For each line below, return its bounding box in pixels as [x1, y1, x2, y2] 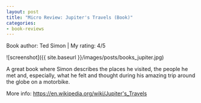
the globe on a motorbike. [6, 78, 70, 86]
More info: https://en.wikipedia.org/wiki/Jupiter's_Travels [6, 90, 147, 97]
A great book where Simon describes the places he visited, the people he [6, 66, 188, 73]
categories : [6, 20, 36, 26]
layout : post [6, 8, 39, 15]
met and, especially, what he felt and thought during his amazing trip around [6, 72, 196, 79]
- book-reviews [6, 25, 45, 32]
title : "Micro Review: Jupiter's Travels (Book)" [6, 14, 134, 20]
